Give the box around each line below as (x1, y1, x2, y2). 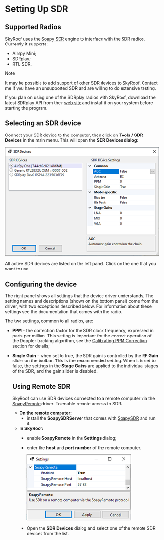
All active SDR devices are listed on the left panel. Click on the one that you (5, 261, 156, 267)
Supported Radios (5, 23, 61, 31)
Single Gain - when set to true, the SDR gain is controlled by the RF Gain (12, 353, 159, 359)
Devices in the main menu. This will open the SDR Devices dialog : (5, 137, 138, 143)
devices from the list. (26, 530, 69, 536)
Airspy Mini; (12, 50, 37, 56)
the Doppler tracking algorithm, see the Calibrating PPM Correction (12, 338, 147, 344)
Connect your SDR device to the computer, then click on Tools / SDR (5, 132, 143, 138)
